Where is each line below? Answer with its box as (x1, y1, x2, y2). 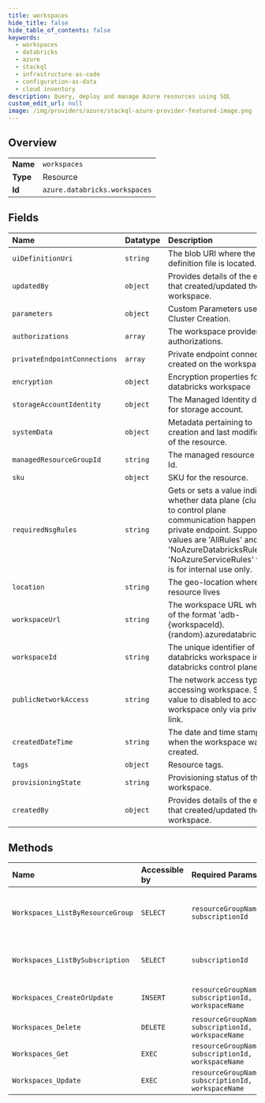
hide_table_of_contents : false (8, 26, 111, 34)
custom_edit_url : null (8, 99, 83, 107)
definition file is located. (168, 257, 257, 268)
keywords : (8, 33, 41, 42)
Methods (8, 842, 54, 855)
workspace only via (168, 703, 241, 715)
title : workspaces (8, 11, 69, 20)
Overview (8, 136, 58, 150)
